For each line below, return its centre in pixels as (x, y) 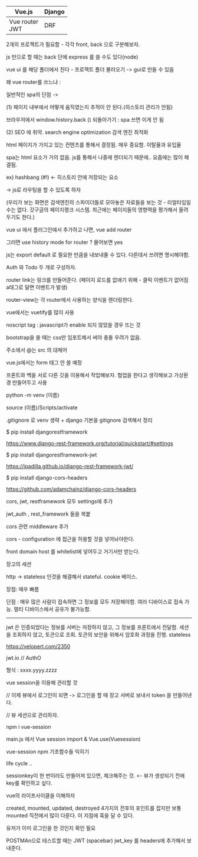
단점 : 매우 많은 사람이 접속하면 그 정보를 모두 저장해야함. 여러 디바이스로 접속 (95, 602)
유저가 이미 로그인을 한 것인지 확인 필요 (51, 828)
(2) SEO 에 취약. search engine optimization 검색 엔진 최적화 (77, 132)
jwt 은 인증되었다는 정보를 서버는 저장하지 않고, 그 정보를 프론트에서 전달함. (92, 627)
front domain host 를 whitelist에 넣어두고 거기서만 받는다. (73, 551)
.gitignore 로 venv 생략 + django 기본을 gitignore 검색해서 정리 (79, 420)
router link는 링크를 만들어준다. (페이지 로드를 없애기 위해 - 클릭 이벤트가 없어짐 (97, 280)
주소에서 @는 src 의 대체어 (37, 350)
